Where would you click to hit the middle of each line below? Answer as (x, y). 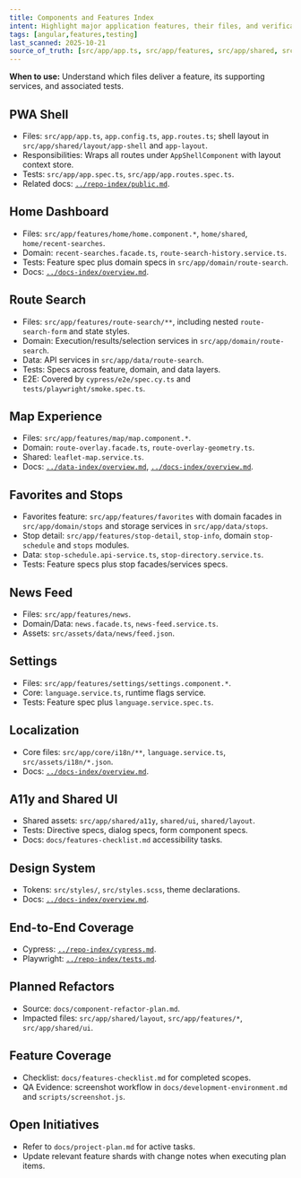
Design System (52, 868)
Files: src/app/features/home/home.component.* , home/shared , (135, 233)
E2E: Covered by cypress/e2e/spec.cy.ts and (106, 379)
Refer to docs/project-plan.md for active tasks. (108, 1147)
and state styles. (99, 331)
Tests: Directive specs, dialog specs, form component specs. (135, 831)
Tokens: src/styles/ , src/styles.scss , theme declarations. (131, 890)
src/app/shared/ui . (58, 1027)
